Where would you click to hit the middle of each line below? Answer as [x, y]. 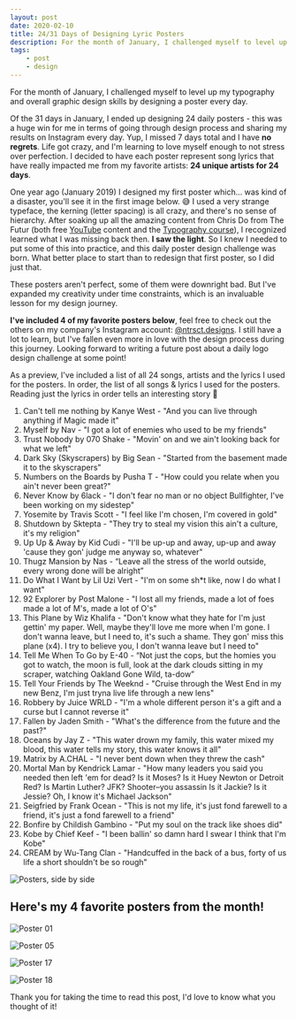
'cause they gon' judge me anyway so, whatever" [113, 552]
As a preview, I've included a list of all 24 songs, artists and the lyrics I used [148, 375]
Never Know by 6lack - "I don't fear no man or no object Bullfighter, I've [153, 495]
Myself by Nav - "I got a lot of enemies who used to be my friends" [145, 429]
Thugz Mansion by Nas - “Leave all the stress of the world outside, [144, 561]
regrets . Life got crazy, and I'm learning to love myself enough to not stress [148, 146]
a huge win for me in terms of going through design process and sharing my [149, 127]
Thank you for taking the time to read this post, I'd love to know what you [143, 997]
